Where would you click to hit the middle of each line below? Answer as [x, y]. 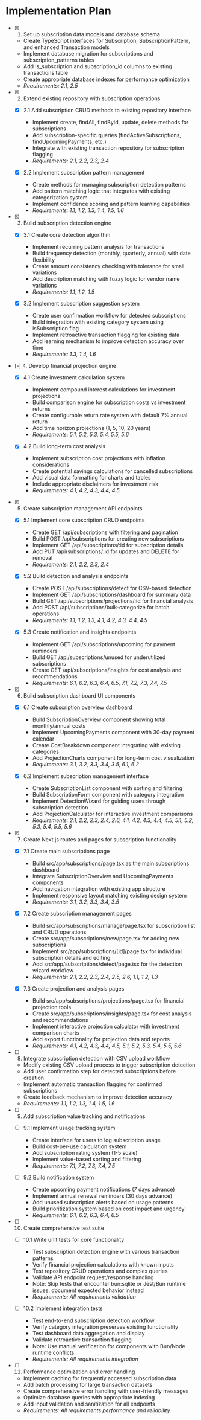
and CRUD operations [59, 932]
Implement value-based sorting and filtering [87, 1159]
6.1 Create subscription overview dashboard [78, 707]
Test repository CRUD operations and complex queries [100, 1271]
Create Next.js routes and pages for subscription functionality [100, 839]
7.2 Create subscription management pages [77, 913]
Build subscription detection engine [67, 223]
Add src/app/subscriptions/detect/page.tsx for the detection [107, 964]
